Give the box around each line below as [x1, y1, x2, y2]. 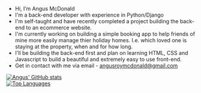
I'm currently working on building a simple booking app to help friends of [14, 30, 196, 38]
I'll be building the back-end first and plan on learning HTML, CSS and [14, 49, 188, 56]
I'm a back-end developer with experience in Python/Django [14, 11, 164, 18]
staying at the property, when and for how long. [14, 43, 133, 50]
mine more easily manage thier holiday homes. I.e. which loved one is [14, 37, 187, 44]
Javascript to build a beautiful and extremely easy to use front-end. [14, 56, 182, 63]
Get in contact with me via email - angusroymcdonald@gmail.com [14, 62, 178, 69]
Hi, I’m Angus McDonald [14, 5, 75, 12]
